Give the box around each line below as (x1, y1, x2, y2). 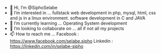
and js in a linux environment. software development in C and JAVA (9, 15, 146, 21)
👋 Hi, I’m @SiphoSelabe (9, 5, 58, 10)
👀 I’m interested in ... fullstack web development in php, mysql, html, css (9, 10, 156, 16)
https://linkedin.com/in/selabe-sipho (9, 43, 83, 49)
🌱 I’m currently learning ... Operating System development (9, 20, 128, 26)
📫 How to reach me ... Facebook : (9, 31, 80, 37)
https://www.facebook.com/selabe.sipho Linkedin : (9, 38, 113, 44)
